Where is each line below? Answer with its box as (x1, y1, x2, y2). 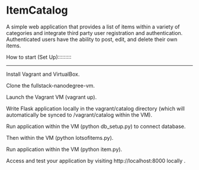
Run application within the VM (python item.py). (6, 146, 123, 153)
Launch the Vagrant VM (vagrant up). (6, 93, 97, 101)
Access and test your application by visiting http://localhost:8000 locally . (6, 157, 185, 164)
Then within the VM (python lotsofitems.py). (6, 134, 114, 141)
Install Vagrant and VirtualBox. (6, 70, 80, 78)
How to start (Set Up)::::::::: (6, 53, 72, 60)
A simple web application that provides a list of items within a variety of (6, 23, 180, 30)
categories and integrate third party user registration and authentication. (6, 29, 183, 36)
